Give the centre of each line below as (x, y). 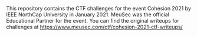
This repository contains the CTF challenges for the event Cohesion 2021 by (99, 8)
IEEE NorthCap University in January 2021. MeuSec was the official (88, 15)
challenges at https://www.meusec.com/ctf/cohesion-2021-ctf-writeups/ (94, 27)
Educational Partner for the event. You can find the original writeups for (93, 21)
